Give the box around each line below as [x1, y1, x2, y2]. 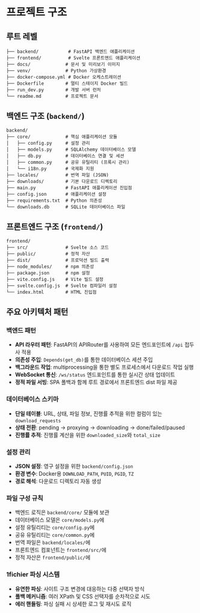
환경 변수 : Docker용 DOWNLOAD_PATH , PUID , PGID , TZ [14, 470, 134, 477]
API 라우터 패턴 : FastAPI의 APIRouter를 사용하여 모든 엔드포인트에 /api [14, 341, 183, 348]
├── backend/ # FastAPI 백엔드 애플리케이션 [6, 49, 135, 55]
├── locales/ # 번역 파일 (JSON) [6, 172, 109, 178]
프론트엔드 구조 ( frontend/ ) [6, 222, 103, 232]
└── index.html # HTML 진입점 [6, 289, 97, 295]
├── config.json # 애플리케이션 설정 [6, 191, 107, 197]
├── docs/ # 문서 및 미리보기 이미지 [6, 61, 120, 67]
